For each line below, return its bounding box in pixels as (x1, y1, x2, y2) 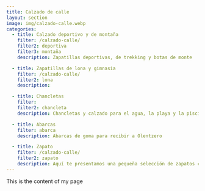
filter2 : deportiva (17, 43, 67, 49)
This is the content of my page (6, 178, 84, 185)
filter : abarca (17, 127, 56, 133)
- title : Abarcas (12, 121, 56, 128)
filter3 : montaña (17, 49, 62, 55)
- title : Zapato (12, 144, 53, 150)
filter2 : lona (17, 77, 53, 83)
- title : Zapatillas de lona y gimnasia (12, 65, 116, 71)
